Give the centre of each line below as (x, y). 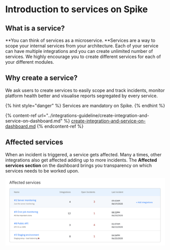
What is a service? (35, 28)
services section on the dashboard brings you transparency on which (79, 165)
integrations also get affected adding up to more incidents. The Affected (81, 160)
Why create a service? (41, 78)
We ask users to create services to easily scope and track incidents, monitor (85, 90)
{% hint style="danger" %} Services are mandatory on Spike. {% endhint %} (85, 105)
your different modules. (30, 62)
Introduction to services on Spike (77, 9)
